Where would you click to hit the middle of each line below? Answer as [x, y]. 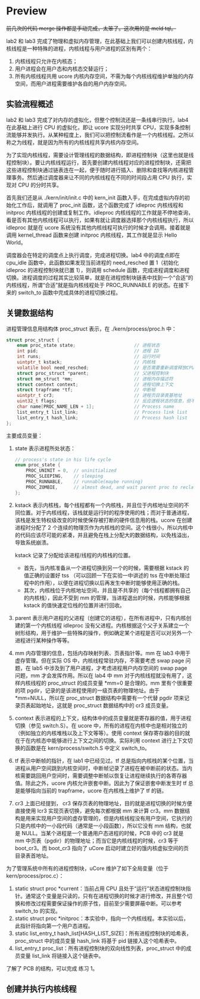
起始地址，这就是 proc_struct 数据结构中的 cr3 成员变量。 [101, 705]
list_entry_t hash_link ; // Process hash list [102, 418]
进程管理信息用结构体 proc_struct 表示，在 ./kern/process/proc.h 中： [91, 329]
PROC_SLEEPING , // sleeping [65, 476]
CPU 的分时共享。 [40, 185]
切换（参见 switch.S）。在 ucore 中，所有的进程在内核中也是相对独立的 [101, 725]
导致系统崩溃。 [33, 542]
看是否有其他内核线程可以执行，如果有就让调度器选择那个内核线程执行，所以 [100, 220]
